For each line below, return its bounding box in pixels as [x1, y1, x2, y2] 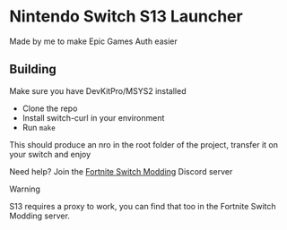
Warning [9, 183, 40, 194]
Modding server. [9, 210, 70, 221]
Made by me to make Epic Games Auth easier [9, 36, 178, 47]
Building [9, 62, 57, 77]
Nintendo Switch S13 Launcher [9, 6, 244, 27]
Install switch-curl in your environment [22, 112, 165, 123]
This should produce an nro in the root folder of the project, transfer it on [9, 139, 279, 149]
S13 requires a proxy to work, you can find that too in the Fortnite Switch [9, 200, 276, 211]
